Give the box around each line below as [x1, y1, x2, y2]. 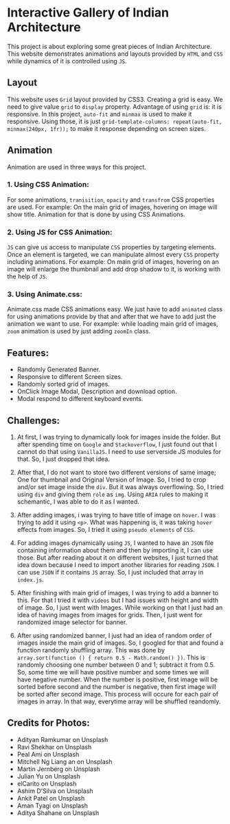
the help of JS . [7, 272, 48, 280]
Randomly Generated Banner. [16, 365, 101, 373]
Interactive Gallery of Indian [7, 5, 170, 21]
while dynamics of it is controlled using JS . [7, 56, 127, 65]
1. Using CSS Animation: [7, 180, 89, 189]
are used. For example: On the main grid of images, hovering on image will [7, 203, 218, 211]
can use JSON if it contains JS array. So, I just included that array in [16, 568, 204, 577]
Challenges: [7, 415, 60, 426]
